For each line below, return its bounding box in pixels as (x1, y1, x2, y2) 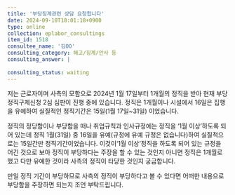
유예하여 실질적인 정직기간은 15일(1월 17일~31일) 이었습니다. (14, 107, 179, 115)
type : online (7, 23, 46, 30)
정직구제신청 (7, 97, 42, 106)
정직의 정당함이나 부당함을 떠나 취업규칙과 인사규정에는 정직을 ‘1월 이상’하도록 (7, 121, 220, 130)
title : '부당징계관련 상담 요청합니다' (7, 10, 105, 18)
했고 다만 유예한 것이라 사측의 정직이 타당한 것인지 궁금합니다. (7, 156, 176, 165)
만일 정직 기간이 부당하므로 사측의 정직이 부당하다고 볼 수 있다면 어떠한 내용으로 (7, 171, 224, 180)
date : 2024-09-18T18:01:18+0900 (7, 17, 102, 24)
